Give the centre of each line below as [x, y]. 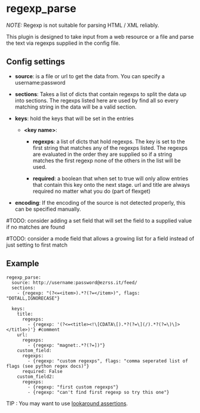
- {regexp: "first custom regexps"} [73, 387]
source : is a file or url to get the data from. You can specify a [90, 76]
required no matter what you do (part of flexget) [92, 191]
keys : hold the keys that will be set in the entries [74, 118]
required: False [42, 371]
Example [23, 263]
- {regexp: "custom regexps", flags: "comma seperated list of [108, 361]
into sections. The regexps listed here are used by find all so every [97, 100]
